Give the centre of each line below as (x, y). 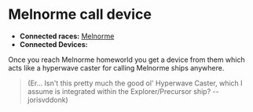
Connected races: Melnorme (67, 36)
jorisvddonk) (48, 99)
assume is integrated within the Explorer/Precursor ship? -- (123, 91)
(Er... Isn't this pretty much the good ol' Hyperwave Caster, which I (135, 83)
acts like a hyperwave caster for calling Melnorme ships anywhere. (116, 67)
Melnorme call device (80, 14)
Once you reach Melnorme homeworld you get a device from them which (126, 60)
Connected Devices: (53, 44)
